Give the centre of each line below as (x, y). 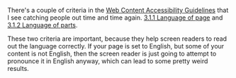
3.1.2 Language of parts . (43, 25)
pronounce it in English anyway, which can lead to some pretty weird (108, 61)
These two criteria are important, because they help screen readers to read (117, 39)
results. (18, 69)
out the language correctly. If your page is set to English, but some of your (116, 46)
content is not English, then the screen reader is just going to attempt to (112, 53)
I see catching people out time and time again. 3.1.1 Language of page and (115, 18)
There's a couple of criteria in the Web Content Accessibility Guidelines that (118, 10)
